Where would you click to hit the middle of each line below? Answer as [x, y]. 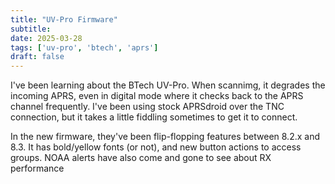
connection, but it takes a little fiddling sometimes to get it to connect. [154, 117]
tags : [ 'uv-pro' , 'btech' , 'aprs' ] [84, 47]
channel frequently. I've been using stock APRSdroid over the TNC [147, 107]
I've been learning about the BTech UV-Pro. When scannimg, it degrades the [168, 85]
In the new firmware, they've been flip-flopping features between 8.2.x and [165, 137]
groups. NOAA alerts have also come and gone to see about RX [141, 158]
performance [37, 168]
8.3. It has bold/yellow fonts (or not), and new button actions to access [156, 147]
